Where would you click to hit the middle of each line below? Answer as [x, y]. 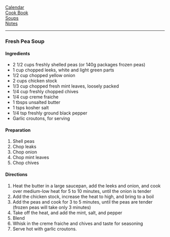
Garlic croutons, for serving [41, 118]
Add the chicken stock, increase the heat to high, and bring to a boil [83, 196]
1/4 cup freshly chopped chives [45, 92]
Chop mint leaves [31, 157]
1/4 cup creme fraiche [36, 97]
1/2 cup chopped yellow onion [44, 75]
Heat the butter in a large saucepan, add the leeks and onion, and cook [87, 186]
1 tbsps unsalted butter [36, 102]
